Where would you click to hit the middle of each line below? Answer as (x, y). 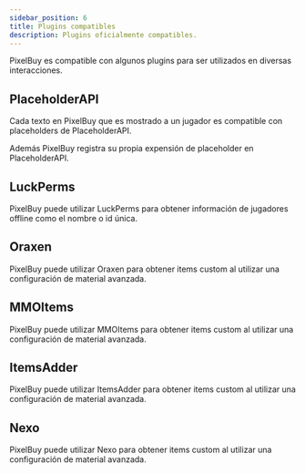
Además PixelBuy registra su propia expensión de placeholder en (132, 149)
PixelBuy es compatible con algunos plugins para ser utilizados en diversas (151, 61)
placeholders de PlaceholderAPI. (71, 131)
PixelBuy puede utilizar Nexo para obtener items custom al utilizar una (141, 450)
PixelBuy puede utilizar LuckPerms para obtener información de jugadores (149, 209)
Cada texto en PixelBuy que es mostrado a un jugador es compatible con (146, 121)
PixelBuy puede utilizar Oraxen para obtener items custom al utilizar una (145, 269)
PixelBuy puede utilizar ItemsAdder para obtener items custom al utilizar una (152, 389)
